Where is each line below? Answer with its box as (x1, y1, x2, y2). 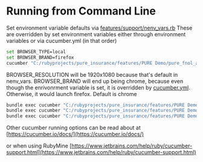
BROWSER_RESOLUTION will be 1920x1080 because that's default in (6, 71, 178, 78)
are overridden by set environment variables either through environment (6, 30, 186, 37)
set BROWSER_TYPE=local (6, 48, 66, 55)
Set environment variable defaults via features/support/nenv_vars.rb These (6, 24, 193, 31)
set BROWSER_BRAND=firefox (6, 54, 74, 60)
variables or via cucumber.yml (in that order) (6, 37, 117, 44)
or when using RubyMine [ (6, 142, 72, 149)
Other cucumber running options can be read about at (6, 124, 141, 131)
